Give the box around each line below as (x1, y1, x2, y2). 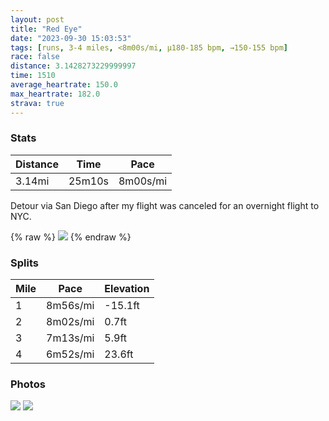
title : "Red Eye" (10, 24, 83, 34)
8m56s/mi (46, 299, 95, 313)
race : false (10, 52, 60, 62)
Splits (10, 256, 39, 270)
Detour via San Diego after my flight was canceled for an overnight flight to (10, 199, 320, 211)
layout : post (10, 14, 65, 25)
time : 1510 (10, 71, 56, 81)
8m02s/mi (46, 315, 95, 329)
